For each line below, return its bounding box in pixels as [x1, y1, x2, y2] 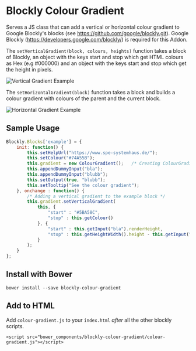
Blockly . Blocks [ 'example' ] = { [6, 139, 82, 145]
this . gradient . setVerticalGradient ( [27, 199, 116, 205]
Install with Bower [6, 270, 73, 280]
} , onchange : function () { [16, 188, 85, 194]
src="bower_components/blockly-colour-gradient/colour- [27, 334, 166, 340]
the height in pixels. [6, 66, 54, 73]
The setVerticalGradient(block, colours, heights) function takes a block [6, 47, 187, 54]
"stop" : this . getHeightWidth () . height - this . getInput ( [47, 231, 190, 237]
